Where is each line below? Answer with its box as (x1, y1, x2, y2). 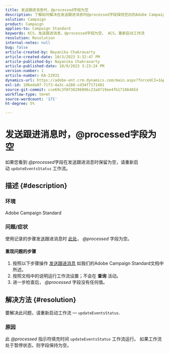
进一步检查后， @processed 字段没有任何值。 (12, 279, 108, 285)
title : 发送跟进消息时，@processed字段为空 (5, 7, 89, 13)
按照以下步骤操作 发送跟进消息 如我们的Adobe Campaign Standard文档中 (12, 260, 164, 266)
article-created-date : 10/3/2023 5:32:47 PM (5, 54, 100, 60)
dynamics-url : (5, 78, 35, 83)
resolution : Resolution (5, 36, 55, 41)
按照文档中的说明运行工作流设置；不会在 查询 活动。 (12, 273, 121, 279)
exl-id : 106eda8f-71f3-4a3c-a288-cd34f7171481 (5, 82, 105, 87)
